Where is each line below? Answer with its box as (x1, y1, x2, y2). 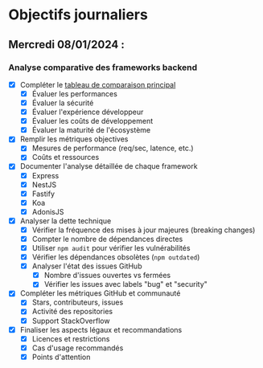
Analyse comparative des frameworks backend (8, 62, 198, 73)
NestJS (31, 179, 57, 190)
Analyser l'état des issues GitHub (31, 261, 142, 271)
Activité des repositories (31, 307, 113, 317)
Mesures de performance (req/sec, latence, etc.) (31, 143, 195, 153)
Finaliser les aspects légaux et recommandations (19, 325, 183, 334)
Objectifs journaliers (8, 6, 149, 24)
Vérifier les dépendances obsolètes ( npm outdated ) (31, 252, 200, 262)
